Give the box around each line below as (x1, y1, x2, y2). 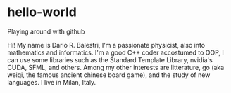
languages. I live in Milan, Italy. (7, 78, 96, 86)
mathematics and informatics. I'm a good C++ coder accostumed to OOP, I (7, 48, 224, 57)
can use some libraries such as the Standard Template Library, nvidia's (7, 55, 213, 64)
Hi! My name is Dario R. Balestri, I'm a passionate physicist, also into (7, 41, 206, 49)
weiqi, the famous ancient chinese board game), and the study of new (7, 71, 211, 79)
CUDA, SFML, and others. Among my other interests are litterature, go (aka (7, 63, 225, 71)
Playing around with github (7, 27, 85, 36)
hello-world (7, 4, 77, 20)
